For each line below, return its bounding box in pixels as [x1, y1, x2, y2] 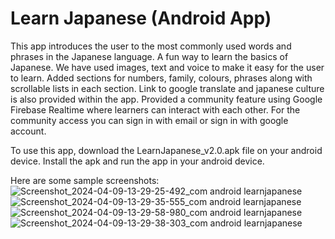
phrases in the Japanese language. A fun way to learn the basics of [10, 50, 289, 62]
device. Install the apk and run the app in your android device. [10, 155, 265, 167]
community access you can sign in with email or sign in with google [10, 114, 289, 126]
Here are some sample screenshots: [10, 174, 160, 186]
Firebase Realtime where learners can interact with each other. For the [10, 103, 301, 116]
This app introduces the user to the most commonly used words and [10, 40, 292, 52]
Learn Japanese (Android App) [10, 7, 272, 30]
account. [10, 125, 47, 137]
